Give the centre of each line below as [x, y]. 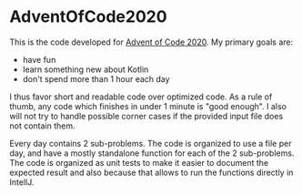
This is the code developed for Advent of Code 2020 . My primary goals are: [151, 42]
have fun [39, 59]
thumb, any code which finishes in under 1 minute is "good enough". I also [148, 106]
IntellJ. [22, 182]
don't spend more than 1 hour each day [96, 78]
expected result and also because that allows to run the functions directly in [151, 172]
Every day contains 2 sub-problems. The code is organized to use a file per [151, 143]
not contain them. [42, 126]
